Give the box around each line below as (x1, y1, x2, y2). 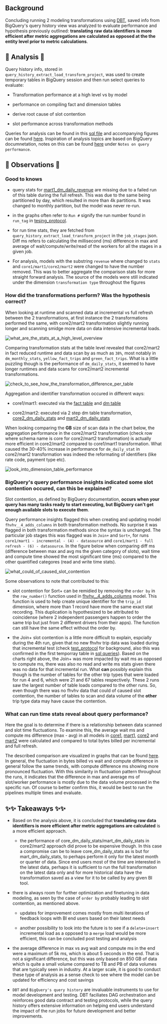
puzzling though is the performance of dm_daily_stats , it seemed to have (5, 360, 156, 366)
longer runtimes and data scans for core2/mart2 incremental (5, 366, 129, 372)
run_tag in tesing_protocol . (12, 218, 68, 224)
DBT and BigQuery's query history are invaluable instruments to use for (12, 987, 159, 993)
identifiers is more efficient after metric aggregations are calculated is (12, 823, 161, 829)
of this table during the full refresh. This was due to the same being (12, 192, 151, 198)
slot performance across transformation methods (12, 121, 113, 127)
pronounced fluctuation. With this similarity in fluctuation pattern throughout (5, 769, 161, 775)
